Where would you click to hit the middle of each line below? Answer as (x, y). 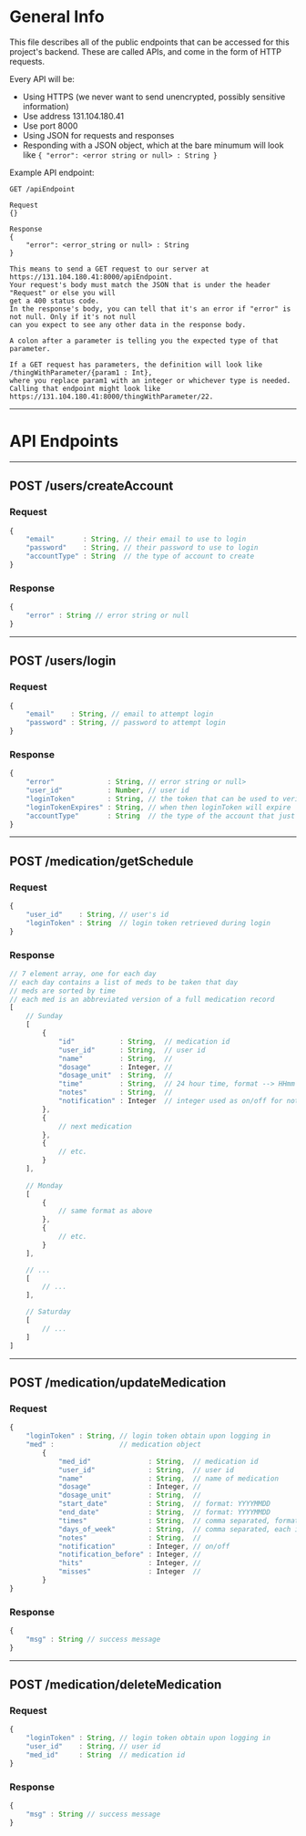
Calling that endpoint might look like (85, 388)
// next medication (95, 1126)
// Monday (45, 1186)
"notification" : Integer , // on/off (144, 1546)
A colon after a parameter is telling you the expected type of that (144, 340)
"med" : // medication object (114, 1445)
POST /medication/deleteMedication (116, 1685)
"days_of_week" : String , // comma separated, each (174, 1529)
